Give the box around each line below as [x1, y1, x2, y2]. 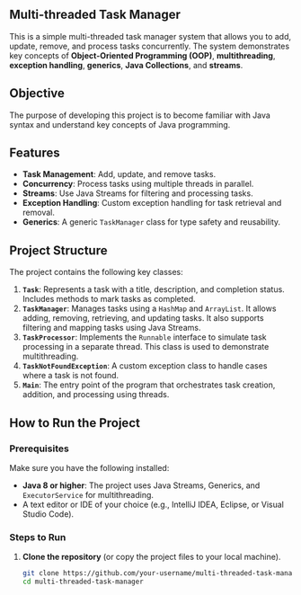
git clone [22, 569, 60, 578]
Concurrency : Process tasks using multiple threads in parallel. [22, 179, 254, 190]
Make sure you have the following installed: [9, 462, 170, 473]
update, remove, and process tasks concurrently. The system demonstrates [9, 40, 290, 51]
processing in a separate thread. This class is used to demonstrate [22, 342, 270, 352]
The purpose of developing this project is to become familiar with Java [9, 110, 271, 120]
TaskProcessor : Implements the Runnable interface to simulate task [22, 332, 267, 342]
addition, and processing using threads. [22, 389, 170, 400]
